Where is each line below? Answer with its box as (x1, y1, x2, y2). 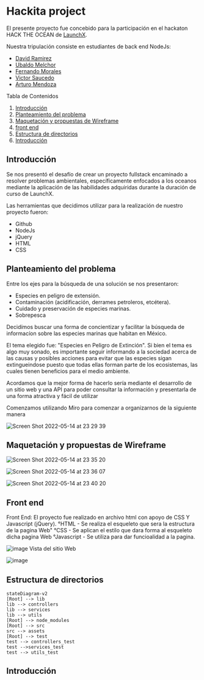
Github (15, 220, 32, 227)
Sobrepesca (15, 311, 46, 319)
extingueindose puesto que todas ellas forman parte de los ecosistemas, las (6, 361, 198, 368)
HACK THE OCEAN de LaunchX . (6, 31, 87, 38)
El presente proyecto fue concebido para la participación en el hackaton (6, 24, 188, 32)
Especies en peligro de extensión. (15, 292, 101, 299)
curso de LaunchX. (6, 190, 54, 197)
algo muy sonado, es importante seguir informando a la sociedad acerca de (6, 348, 197, 355)
